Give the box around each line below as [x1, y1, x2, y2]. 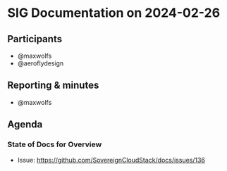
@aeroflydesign [17, 59, 64, 68]
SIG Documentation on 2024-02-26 [7, 5, 221, 21]
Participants [7, 33, 62, 45]
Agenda [7, 118, 43, 131]
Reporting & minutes [7, 80, 99, 91]
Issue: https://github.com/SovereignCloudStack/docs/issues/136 [17, 156, 206, 164]
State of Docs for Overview [7, 139, 102, 149]
